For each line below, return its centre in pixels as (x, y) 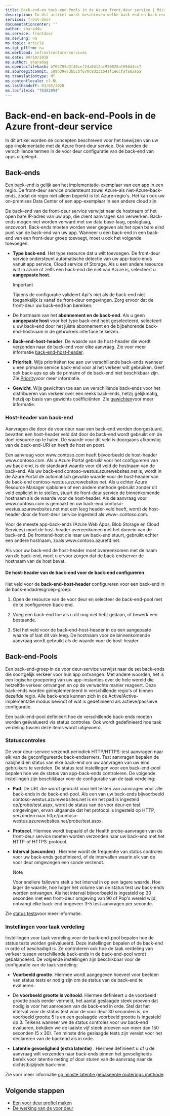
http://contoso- (63, 815)
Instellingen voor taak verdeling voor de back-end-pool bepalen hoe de (80, 938)
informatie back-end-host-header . (48, 352)
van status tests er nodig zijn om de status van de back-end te (78, 980)
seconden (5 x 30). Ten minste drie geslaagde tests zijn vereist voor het (87, 1033)
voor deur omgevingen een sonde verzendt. (58, 862)
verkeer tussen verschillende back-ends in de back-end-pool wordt (76, 954)
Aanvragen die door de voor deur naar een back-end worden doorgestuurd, (84, 428)
